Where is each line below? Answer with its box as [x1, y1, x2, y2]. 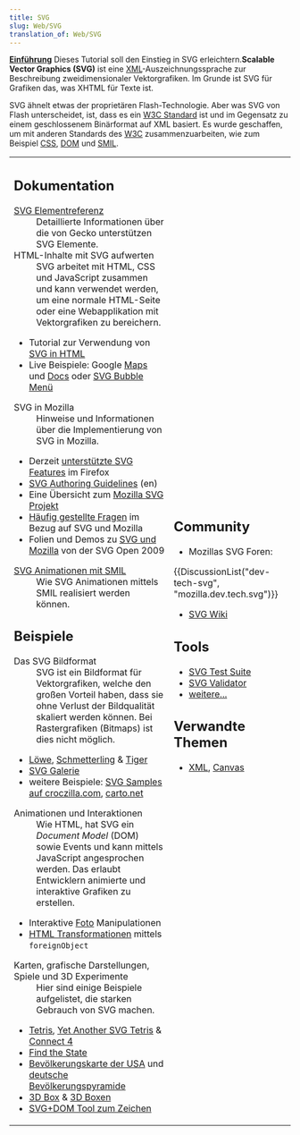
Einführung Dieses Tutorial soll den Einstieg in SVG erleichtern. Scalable [9, 55, 275, 65]
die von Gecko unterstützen [36, 226, 153, 239]
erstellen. [36, 896, 76, 909]
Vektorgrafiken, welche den [36, 677, 152, 690]
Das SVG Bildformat [13, 655, 96, 667]
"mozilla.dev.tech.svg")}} [173, 588, 279, 600]
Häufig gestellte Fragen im [29, 511, 140, 523]
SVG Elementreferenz [13, 204, 104, 216]
